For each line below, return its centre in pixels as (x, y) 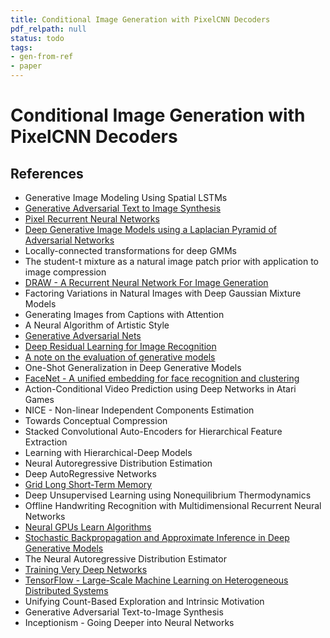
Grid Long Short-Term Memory (88, 484)
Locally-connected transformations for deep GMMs (130, 250)
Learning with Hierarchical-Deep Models (108, 452)
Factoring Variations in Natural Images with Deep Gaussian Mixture (163, 293)
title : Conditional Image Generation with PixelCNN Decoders (140, 19)
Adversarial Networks (69, 240)
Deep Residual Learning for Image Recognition (120, 346)
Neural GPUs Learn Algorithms (88, 527)
